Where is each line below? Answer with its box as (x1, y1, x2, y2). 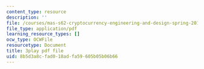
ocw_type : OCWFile (6, 37, 53, 43)
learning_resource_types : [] (6, 31, 80, 37)
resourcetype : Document (6, 43, 67, 49)
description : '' (6, 14, 47, 20)
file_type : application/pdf (6, 25, 78, 32)
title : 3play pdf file (6, 48, 64, 54)
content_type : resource (6, 8, 67, 15)
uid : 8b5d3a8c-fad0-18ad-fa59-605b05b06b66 (6, 53, 118, 59)
